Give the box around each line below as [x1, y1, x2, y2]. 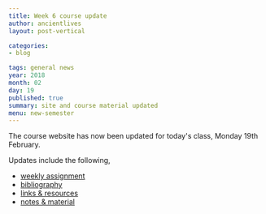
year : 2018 [8, 71, 46, 79]
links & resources [20, 188, 79, 199]
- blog [8, 49, 31, 58]
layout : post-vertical [8, 27, 85, 35]
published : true [8, 94, 63, 102]
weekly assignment [20, 171, 85, 181]
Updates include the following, [8, 156, 111, 165]
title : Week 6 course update [8, 11, 107, 20]
